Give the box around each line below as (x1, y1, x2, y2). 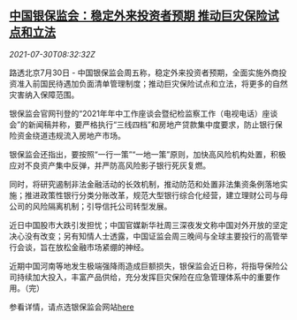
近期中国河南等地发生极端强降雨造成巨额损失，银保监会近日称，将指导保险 (9, 260, 280, 271)
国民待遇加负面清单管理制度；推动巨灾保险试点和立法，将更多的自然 (39, 78, 288, 88)
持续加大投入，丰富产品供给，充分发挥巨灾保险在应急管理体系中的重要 (16, 271, 272, 282)
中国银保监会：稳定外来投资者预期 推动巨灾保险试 (9, 8, 279, 24)
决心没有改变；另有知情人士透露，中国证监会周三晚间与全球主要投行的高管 (9, 231, 280, 241)
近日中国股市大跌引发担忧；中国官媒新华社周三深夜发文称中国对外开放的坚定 (9, 219, 288, 230)
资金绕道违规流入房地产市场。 (16, 130, 126, 141)
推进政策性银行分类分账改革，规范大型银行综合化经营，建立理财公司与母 (24, 189, 288, 201)
